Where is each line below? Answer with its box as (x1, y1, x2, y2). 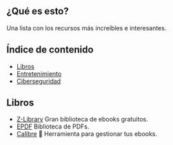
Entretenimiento (16, 69, 62, 78)
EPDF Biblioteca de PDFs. (16, 122, 90, 130)
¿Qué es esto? (6, 6, 70, 17)
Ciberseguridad (16, 77, 61, 85)
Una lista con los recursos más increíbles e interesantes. (6, 23, 167, 32)
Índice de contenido (6, 44, 94, 56)
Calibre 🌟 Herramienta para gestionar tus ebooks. (16, 130, 158, 138)
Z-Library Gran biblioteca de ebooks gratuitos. (16, 115, 149, 124)
